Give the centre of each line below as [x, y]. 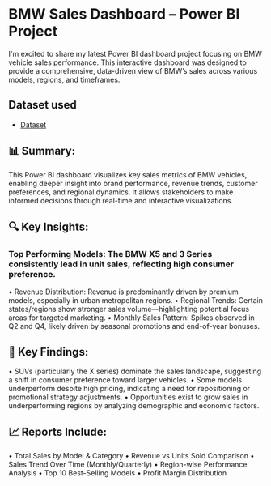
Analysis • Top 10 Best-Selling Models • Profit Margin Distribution [118, 473]
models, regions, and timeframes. [64, 79]
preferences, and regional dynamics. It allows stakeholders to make [121, 192]
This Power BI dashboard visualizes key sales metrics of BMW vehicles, [128, 174]
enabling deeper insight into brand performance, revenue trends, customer [133, 183]
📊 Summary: [42, 151]
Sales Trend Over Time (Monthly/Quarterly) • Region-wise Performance [128, 464]
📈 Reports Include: [58, 432]
